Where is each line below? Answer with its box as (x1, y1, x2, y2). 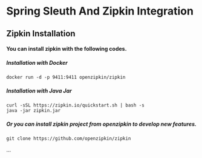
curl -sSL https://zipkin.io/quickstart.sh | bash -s (6, 102, 145, 108)
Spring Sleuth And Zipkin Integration (6, 4, 194, 18)
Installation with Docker (6, 59, 68, 66)
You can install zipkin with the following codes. (6, 45, 127, 53)
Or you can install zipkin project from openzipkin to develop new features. (6, 120, 197, 128)
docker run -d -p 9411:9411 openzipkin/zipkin (6, 74, 126, 81)
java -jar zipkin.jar (6, 108, 61, 114)
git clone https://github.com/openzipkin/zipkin (6, 136, 131, 142)
